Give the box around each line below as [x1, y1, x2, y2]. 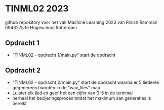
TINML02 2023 [5, 3, 69, 14]
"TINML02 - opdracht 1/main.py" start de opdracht [12, 52, 116, 58]
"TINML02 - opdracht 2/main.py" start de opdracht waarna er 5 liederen [12, 79, 160, 85]
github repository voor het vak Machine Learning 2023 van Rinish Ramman [5, 19, 158, 25]
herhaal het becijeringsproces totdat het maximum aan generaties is [12, 95, 151, 101]
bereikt [12, 100, 27, 106]
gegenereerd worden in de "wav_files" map [12, 84, 100, 90]
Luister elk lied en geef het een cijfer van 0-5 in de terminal [12, 90, 133, 96]
